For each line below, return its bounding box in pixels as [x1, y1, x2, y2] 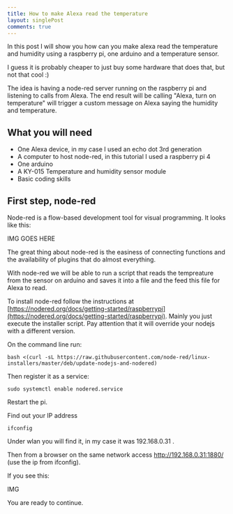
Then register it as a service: [7, 372, 89, 380]
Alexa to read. [7, 284, 47, 292]
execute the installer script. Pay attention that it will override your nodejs [7, 319, 215, 328]
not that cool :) [7, 70, 50, 79]
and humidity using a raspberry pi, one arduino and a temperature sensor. [7, 50, 220, 58]
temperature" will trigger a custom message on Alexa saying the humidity [7, 99, 218, 107]
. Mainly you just [165, 312, 213, 320]
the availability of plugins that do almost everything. [7, 255, 156, 264]
